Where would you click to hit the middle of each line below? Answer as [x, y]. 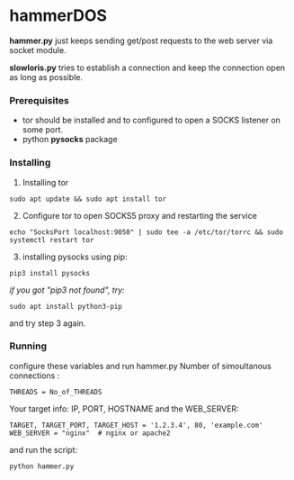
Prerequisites [39, 100]
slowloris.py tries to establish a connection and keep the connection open [147, 68]
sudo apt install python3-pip [66, 306]
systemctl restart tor [52, 240]
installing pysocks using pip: [75, 257]
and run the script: [44, 449]
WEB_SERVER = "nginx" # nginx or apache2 [90, 433]
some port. [43, 130]
